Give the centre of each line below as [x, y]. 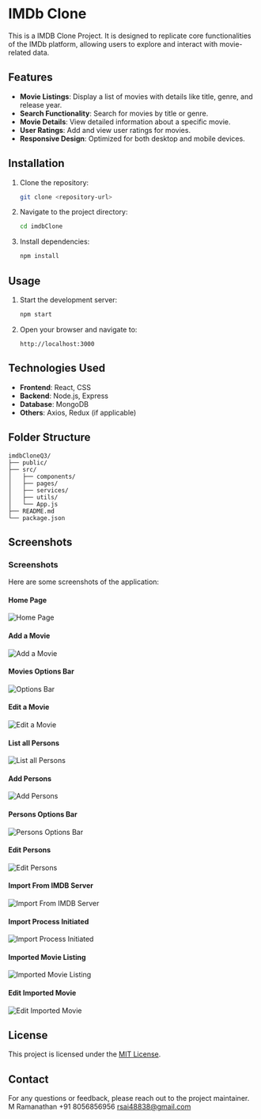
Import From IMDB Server [51, 886]
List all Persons [34, 743]
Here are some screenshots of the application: [84, 582]
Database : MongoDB [54, 404]
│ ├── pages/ [33, 484]
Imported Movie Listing [47, 957]
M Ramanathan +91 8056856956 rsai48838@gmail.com [100, 1107]
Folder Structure [49, 437]
